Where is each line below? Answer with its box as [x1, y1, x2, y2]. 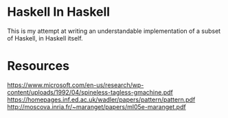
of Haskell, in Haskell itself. [7, 34, 84, 42]
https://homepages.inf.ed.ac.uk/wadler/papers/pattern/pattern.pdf [7, 95, 196, 104]
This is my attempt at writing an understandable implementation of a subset [7, 27, 221, 35]
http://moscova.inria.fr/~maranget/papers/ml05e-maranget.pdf [7, 102, 187, 110]
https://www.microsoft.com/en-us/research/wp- [7, 80, 144, 89]
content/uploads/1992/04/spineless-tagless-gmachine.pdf [7, 88, 173, 96]
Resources [7, 58, 70, 74]
